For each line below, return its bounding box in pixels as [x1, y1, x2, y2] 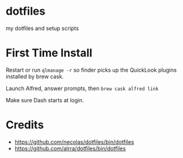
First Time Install [6, 46, 92, 60]
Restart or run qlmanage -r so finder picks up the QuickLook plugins [6, 66, 177, 73]
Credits [6, 118, 44, 132]
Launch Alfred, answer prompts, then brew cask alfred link [6, 85, 159, 92]
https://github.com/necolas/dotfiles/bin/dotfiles [14, 138, 135, 145]
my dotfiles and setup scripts [6, 24, 79, 32]
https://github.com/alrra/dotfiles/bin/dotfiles [14, 145, 126, 152]
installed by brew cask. [6, 72, 64, 80]
